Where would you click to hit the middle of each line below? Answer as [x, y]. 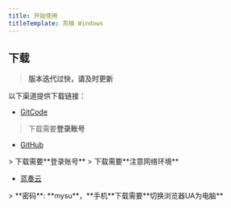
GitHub [32, 145]
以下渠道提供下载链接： [47, 96]
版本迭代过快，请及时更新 [70, 79]
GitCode [34, 112]
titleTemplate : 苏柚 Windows [56, 23]
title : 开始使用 [33, 16]
